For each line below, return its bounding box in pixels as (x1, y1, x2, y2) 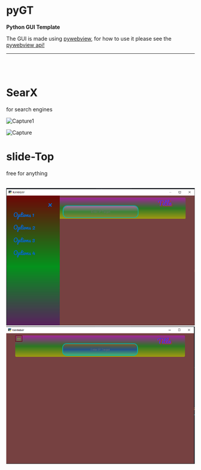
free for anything (6, 169, 48, 177)
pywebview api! (6, 41, 45, 48)
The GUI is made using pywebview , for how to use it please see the (6, 35, 172, 42)
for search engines (6, 105, 53, 113)
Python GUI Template (6, 23, 60, 31)
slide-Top (6, 150, 54, 163)
